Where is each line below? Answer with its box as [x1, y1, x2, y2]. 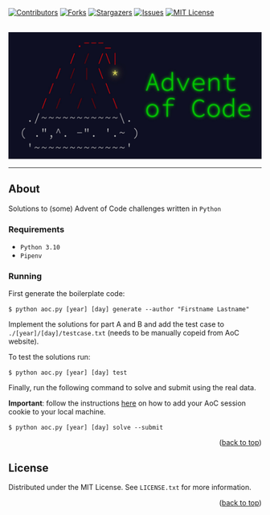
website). [8, 336, 39, 346]
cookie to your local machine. [8, 407, 106, 417]
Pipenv [19, 252, 43, 261]
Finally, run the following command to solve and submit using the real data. [8, 383, 256, 393]
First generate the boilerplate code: [8, 289, 125, 299]
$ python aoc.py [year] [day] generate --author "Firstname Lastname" [8, 306, 250, 314]
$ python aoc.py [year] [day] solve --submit [8, 423, 163, 432]
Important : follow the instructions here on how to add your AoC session [8, 398, 247, 408]
